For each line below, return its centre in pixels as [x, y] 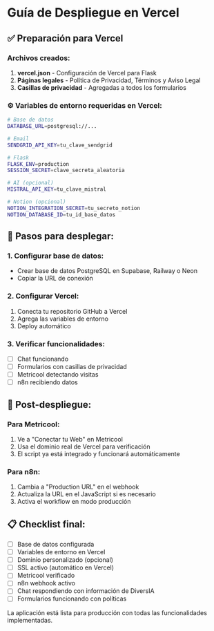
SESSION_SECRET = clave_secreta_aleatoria [66, 171]
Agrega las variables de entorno [63, 319]
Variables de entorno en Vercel [61, 552]
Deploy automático [44, 326]
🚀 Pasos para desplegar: [60, 236]
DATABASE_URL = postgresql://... [52, 126]
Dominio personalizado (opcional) [65, 560]
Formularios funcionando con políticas [72, 599]
